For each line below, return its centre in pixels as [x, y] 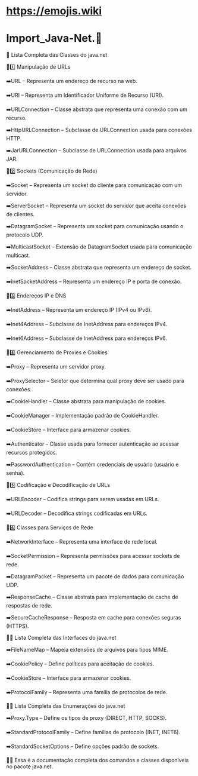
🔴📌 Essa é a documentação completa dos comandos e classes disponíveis [98, 760]
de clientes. [20, 214]
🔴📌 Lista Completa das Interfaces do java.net [61, 638]
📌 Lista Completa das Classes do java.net [57, 55]
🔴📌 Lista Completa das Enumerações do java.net [66, 706]
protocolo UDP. [25, 235]
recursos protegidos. [32, 453]
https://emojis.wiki [54, 11]
